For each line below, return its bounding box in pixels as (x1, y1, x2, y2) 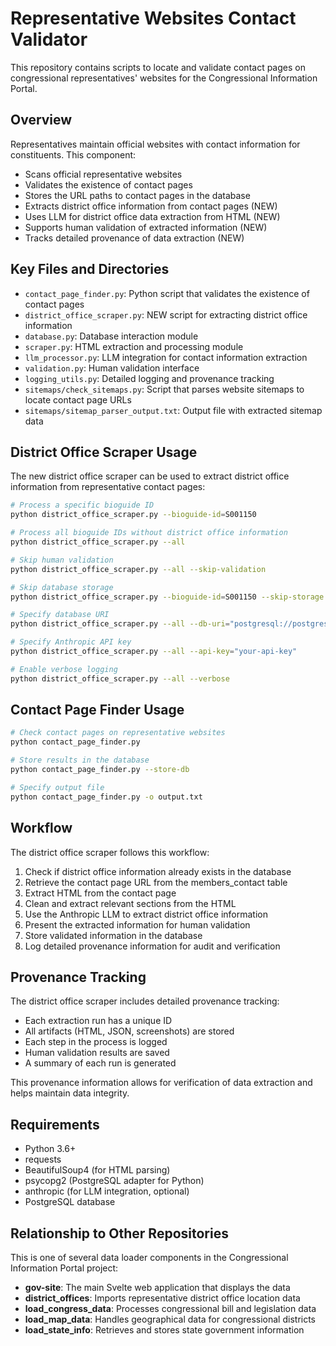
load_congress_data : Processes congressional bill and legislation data (24, 1302, 317, 1314)
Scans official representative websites (24, 168, 183, 180)
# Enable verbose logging (10, 664, 118, 674)
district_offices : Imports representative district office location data (24, 1292, 301, 1304)
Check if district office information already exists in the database (24, 865, 292, 877)
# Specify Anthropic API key (10, 637, 132, 647)
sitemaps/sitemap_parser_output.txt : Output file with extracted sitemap (24, 404, 323, 416)
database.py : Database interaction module (24, 330, 199, 342)
